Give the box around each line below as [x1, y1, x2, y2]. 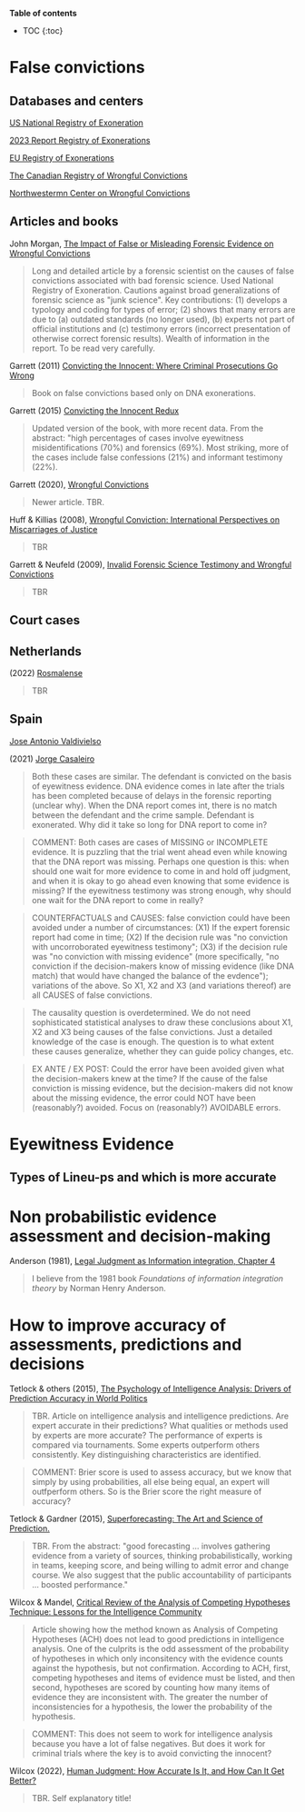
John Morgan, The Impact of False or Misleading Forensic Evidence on [9, 238, 274, 249]
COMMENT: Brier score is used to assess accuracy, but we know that [31, 1467, 292, 1478]
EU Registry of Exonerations [9, 153, 115, 163]
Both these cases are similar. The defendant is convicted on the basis [31, 771, 292, 782]
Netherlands [9, 643, 82, 659]
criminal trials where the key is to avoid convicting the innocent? [31, 1748, 272, 1759]
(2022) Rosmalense [9, 668, 84, 679]
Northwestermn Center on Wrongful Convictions [9, 188, 191, 198]
